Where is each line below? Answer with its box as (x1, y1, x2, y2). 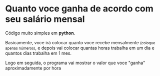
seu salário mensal (5, 13, 85, 25)
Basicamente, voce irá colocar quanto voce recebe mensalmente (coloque (5, 39, 155, 45)
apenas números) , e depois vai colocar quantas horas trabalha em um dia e (5, 45, 155, 51)
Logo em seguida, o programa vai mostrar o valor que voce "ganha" (5, 60, 145, 66)
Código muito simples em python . (5, 30, 75, 36)
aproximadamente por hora (5, 65, 61, 71)
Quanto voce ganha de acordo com (5, 3, 153, 14)
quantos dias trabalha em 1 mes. (5, 50, 71, 56)
